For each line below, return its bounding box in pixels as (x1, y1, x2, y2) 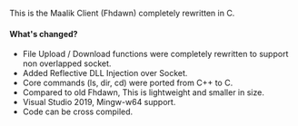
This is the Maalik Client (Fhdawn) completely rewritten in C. (9, 8, 235, 18)
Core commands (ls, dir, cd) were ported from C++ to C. (22, 77, 233, 89)
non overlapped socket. (22, 58, 112, 69)
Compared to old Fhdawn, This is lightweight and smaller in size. (22, 87, 265, 98)
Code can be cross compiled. (22, 106, 134, 117)
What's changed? (9, 28, 78, 39)
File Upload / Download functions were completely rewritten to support (22, 49, 289, 60)
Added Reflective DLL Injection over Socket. (22, 68, 188, 79)
